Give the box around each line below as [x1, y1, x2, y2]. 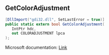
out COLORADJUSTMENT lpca [11, 31, 65, 36]
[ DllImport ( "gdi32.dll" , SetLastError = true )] [5, 17, 105, 22]
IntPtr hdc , [11, 26, 36, 31]
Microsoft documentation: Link [5, 45, 68, 51]
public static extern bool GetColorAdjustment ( [5, 22, 105, 27]
